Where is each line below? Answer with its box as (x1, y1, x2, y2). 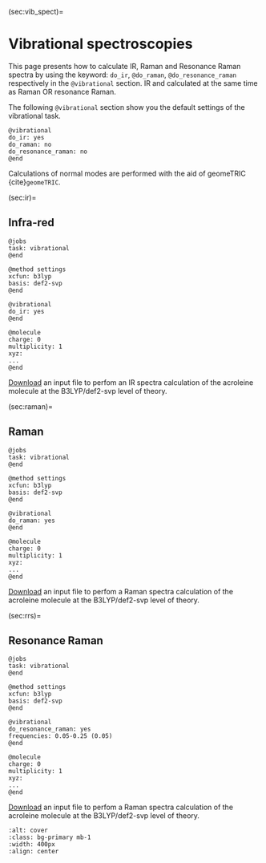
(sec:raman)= (8, 401, 54, 411)
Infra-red (8, 216, 54, 229)
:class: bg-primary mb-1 (8, 833, 91, 841)
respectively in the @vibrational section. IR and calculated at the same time (8, 78, 258, 87)
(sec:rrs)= (8, 610, 42, 620)
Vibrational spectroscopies (8, 35, 193, 53)
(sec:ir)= (8, 192, 37, 202)
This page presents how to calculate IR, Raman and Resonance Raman (8, 61, 241, 71)
